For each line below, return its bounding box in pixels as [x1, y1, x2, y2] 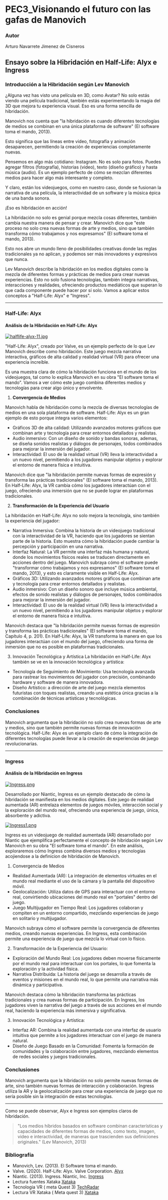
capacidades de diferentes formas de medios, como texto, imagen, [17, 1128, 156, 1134]
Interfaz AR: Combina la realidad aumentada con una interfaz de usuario [12, 1027, 161, 1033]
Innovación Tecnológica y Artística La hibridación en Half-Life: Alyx [12, 654, 151, 660]
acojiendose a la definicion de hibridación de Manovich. [5, 853, 120, 859]
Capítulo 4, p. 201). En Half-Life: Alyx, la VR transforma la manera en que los [5, 633, 162, 639]
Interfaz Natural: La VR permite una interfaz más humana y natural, [12, 549, 150, 555]
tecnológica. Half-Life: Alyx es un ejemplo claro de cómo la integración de [5, 730, 158, 736]
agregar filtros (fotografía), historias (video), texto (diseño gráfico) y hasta [5, 164, 157, 170]
